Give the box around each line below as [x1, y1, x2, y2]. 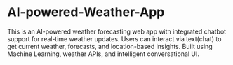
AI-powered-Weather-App [7, 4, 165, 20]
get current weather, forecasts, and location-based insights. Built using [7, 42, 213, 50]
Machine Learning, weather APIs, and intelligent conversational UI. [7, 50, 200, 58]
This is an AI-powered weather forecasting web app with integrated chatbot [7, 27, 227, 36]
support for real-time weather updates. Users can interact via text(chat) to [7, 34, 222, 43]
